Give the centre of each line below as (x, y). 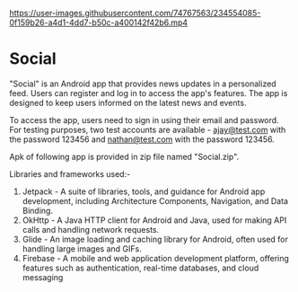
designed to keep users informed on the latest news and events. (128, 102)
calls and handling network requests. (91, 229)
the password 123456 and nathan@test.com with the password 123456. (142, 139)
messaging (43, 277)
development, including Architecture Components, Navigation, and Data (155, 200)
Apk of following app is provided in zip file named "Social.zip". (124, 156)
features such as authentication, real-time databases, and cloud (140, 268)
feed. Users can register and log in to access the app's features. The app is (149, 93)
